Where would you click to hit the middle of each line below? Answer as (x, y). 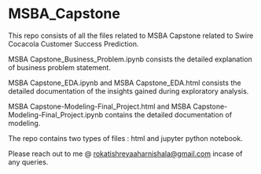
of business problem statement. (60, 67)
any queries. (28, 161)
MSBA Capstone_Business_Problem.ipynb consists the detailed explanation (130, 59)
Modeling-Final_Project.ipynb (56, 114)
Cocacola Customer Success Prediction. (74, 43)
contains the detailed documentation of (169, 114)
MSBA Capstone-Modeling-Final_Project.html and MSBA (100, 106)
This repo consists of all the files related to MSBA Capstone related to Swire (131, 35)
